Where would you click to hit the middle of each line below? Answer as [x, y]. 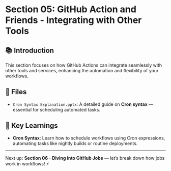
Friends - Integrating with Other [74, 20]
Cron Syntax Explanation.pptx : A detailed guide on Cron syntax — [83, 104]
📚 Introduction [30, 50]
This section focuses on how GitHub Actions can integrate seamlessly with [83, 65]
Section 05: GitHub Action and [71, 9]
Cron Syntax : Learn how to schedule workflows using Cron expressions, [89, 138]
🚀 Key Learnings [32, 126]
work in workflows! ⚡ [27, 163]
